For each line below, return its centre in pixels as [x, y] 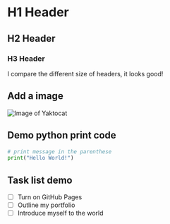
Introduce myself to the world [60, 213]
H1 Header [38, 12]
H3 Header [26, 59]
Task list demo [40, 180]
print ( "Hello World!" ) [41, 158]
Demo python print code [62, 135]
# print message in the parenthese [60, 152]
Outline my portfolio [46, 205]
